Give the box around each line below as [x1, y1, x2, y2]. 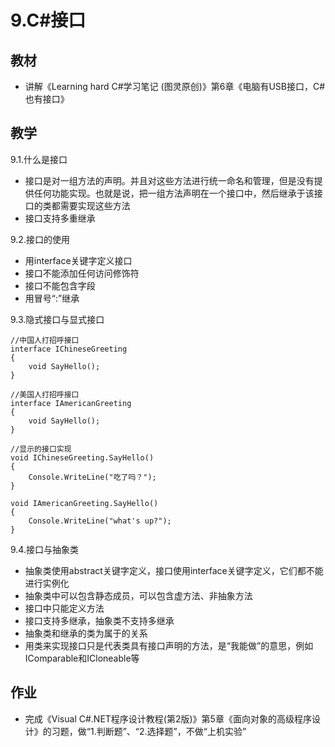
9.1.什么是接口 [10, 153, 68, 165]
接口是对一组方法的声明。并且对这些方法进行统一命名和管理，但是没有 [24, 174, 315, 186]
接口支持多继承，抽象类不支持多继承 [24, 614, 175, 626]
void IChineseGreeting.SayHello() [10, 452, 155, 463]
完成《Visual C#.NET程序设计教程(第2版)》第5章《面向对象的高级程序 [24, 712, 312, 725]
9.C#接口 [10, 9, 87, 32]
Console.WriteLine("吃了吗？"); [28, 472, 157, 482]
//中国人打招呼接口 [10, 335, 80, 345]
